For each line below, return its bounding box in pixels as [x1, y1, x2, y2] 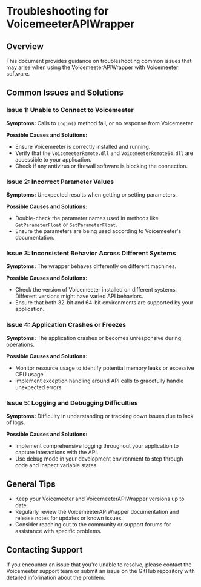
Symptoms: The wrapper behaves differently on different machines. [6, 263, 177, 270]
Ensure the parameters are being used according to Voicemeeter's [15, 227, 182, 234]
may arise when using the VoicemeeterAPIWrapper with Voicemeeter [6, 64, 179, 71]
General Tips [6, 479, 56, 490]
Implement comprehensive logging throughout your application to [15, 442, 179, 449]
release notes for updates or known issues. [15, 514, 123, 522]
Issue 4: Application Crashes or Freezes [6, 321, 127, 329]
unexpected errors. [15, 383, 64, 391]
